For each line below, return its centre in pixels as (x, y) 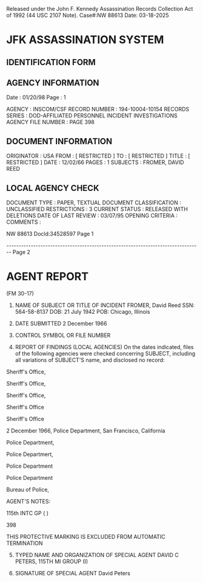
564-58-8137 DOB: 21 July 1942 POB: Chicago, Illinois (82, 311)
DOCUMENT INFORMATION (59, 141)
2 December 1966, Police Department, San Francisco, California (86, 431)
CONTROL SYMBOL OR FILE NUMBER (63, 335)
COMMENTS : (24, 222)
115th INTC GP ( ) (28, 513)
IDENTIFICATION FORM (51, 62)
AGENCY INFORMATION (53, 82)
